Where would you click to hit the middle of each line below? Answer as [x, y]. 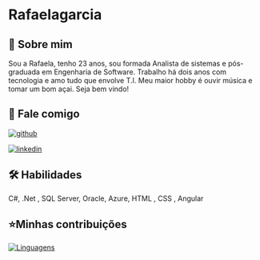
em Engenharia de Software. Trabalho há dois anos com [134, 72]
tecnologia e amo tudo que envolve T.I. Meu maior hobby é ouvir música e [130, 80]
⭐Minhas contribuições [68, 224]
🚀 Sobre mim [41, 44]
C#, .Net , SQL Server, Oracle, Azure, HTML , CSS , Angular [106, 198]
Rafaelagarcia [55, 15]
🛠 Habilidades [45, 175]
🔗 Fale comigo [44, 114]
